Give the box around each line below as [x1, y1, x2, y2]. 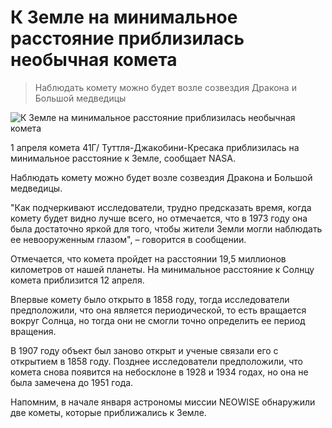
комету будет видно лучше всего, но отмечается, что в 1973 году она [10, 212, 308, 224]
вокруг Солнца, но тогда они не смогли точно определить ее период [10, 314, 306, 326]
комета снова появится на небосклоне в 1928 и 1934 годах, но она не [10, 366, 309, 378]
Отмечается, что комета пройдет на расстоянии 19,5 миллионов [10, 252, 287, 265]
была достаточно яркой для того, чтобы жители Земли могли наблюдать [10, 222, 323, 235]
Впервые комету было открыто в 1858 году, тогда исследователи [10, 293, 290, 305]
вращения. [10, 325, 57, 337]
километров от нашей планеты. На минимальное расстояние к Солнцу [10, 263, 315, 275]
